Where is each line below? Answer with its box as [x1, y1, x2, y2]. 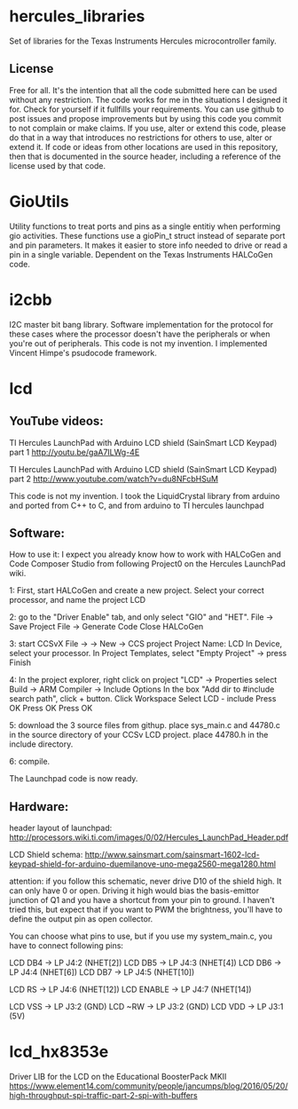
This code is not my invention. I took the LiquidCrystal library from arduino [9, 490, 280, 501]
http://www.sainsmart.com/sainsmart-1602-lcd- [84, 850, 260, 860]
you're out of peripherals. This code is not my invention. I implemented [9, 337, 268, 348]
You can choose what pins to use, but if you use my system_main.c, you [9, 931, 273, 942]
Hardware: [9, 799, 69, 814]
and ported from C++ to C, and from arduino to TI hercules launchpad [9, 500, 264, 511]
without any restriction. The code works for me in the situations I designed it [9, 94, 288, 105]
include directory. [9, 739, 74, 749]
